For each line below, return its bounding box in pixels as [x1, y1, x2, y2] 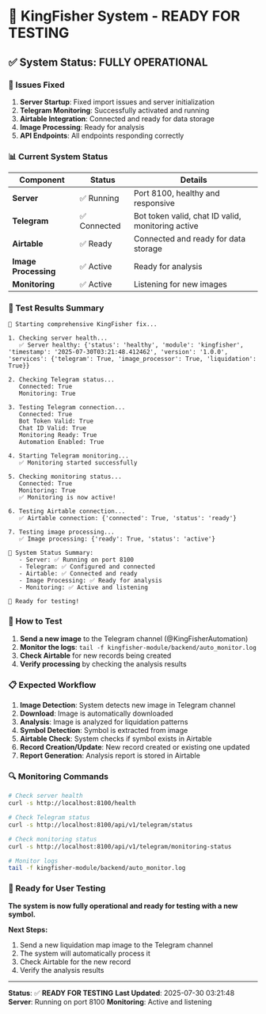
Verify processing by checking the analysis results [19, 659, 188, 668]
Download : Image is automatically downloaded [19, 708, 173, 719]
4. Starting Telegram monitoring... [8, 452, 129, 460]
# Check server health [8, 792, 83, 800]
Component [19, 174, 65, 185]
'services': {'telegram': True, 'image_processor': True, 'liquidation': [8, 355, 257, 363]
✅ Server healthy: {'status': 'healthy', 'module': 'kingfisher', [18, 341, 244, 349]
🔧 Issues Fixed [8, 79, 65, 90]
